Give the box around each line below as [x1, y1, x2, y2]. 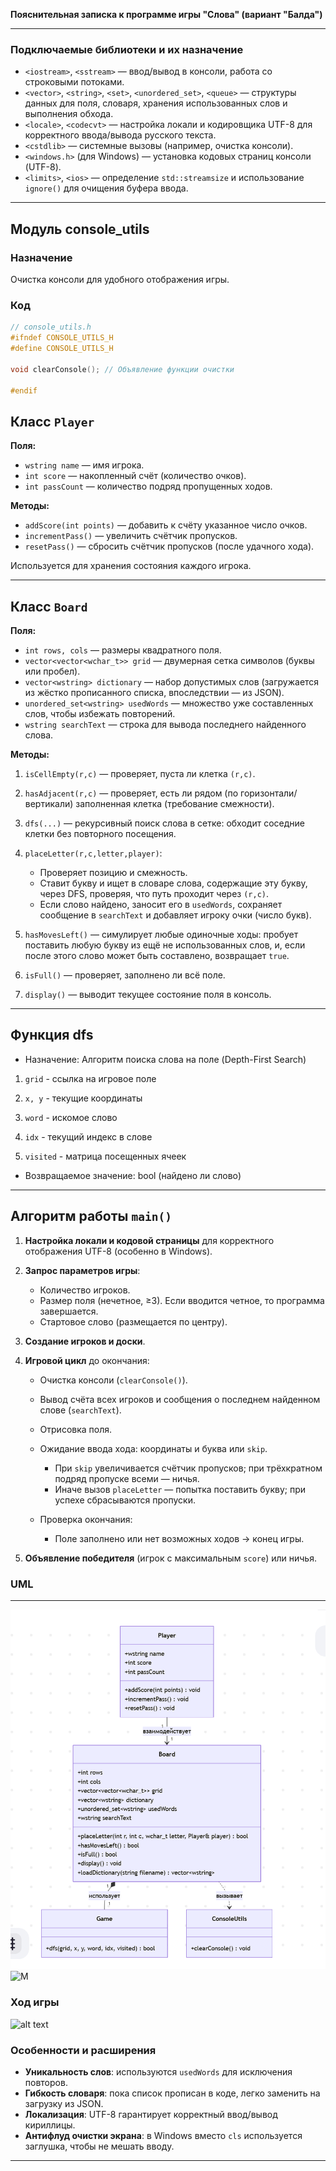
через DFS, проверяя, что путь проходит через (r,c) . [39, 888, 269, 900]
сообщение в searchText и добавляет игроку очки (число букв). [39, 909, 312, 921]
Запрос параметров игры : [24, 1264, 141, 1276]
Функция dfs [10, 1027, 94, 1044]
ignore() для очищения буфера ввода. [24, 182, 189, 194]
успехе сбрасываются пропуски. [54, 1494, 196, 1506]
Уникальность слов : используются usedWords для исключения [24, 2065, 293, 2078]
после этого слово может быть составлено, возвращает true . [24, 950, 290, 962]
